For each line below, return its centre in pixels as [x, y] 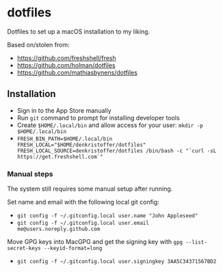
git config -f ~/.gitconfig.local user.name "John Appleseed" [107, 216]
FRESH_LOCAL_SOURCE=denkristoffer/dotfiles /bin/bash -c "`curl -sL [117, 151]
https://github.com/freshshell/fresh [66, 58]
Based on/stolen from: [38, 44]
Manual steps [30, 174]
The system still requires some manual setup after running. [90, 189]
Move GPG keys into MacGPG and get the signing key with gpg [95, 242]
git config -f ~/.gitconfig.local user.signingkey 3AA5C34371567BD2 [117, 262]
